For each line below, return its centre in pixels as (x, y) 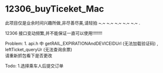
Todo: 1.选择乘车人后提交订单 (34, 66)
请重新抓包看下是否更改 (29, 55)
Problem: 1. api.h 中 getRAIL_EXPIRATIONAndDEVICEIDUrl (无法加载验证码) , (82, 43)
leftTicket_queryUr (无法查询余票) (39, 49)
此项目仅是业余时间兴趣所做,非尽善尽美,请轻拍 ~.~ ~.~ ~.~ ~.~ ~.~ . (73, 23)
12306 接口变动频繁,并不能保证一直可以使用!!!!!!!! (54, 33)
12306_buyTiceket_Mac (54, 9)
